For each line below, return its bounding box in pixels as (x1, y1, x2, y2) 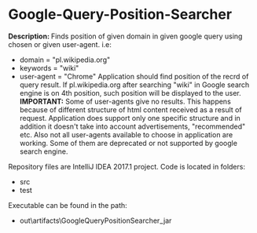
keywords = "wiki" (19, 63, 79, 72)
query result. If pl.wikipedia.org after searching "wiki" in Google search (19, 80, 250, 89)
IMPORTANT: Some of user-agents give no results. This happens (19, 96, 232, 106)
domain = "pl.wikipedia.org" (19, 55, 111, 64)
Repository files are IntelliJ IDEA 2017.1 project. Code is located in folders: (8, 162, 246, 171)
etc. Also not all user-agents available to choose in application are (19, 129, 233, 139)
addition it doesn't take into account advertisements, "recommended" (19, 122, 246, 131)
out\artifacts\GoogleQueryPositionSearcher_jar (19, 216, 172, 225)
